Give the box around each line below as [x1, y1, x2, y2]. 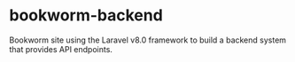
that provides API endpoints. [9, 43, 113, 54]
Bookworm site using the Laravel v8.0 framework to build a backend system [9, 35, 286, 45]
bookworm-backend [9, 5, 164, 26]
